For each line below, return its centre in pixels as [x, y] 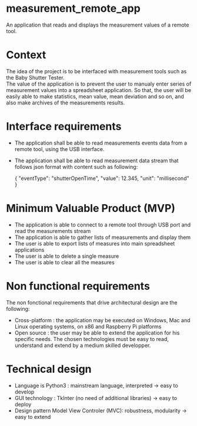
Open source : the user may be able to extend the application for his [97, 333]
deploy [23, 404]
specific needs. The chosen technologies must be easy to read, [92, 339]
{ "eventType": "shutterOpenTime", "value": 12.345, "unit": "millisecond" [102, 178]
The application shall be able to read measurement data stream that [96, 160]
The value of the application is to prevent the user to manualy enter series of [99, 84]
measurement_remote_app [74, 9]
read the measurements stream [53, 231]
